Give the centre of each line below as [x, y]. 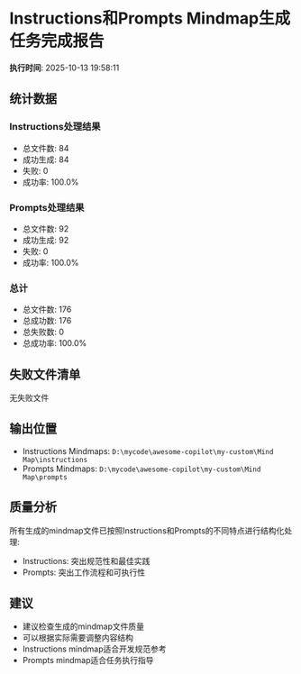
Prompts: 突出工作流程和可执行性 [84, 572]
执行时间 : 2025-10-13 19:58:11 [64, 68]
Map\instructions [55, 460]
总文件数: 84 [46, 148]
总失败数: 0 [43, 332]
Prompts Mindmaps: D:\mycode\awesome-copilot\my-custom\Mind [141, 469]
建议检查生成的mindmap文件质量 [83, 626]
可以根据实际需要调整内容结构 [78, 638]
